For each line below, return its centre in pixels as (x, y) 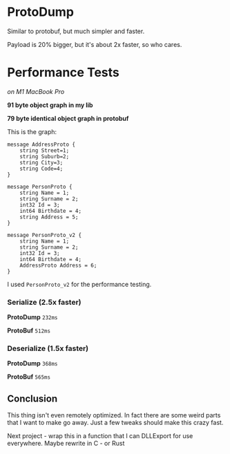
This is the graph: (32, 131)
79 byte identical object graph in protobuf (68, 118)
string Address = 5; (49, 217)
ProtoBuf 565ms (29, 377)
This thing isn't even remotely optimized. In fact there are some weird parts (114, 415)
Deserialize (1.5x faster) (48, 348)
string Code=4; (41, 169)
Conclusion (32, 398)
